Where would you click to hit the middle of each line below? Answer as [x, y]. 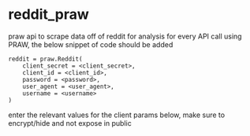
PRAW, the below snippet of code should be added [91, 44]
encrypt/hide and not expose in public [70, 123]
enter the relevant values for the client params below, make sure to [117, 115]
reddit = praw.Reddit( [45, 59]
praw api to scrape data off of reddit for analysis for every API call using [125, 36]
